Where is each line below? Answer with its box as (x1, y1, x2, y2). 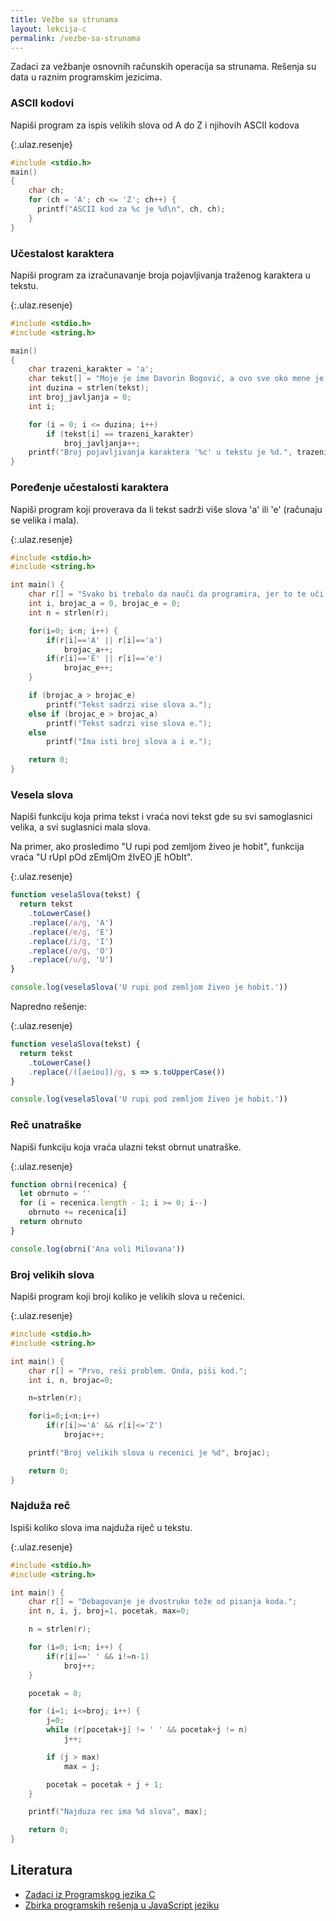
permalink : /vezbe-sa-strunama (10, 33, 141, 43)
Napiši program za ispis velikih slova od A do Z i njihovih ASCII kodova (10, 119, 300, 131)
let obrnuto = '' (19, 1189, 92, 1199)
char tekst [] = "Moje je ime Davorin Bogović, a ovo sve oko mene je (28, 374, 325, 384)
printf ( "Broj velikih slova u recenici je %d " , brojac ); (28, 1447, 271, 1458)
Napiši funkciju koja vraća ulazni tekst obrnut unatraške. (10, 1141, 242, 1153)
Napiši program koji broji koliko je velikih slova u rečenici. (10, 1291, 245, 1303)
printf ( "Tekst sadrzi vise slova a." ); (46, 699, 213, 710)
